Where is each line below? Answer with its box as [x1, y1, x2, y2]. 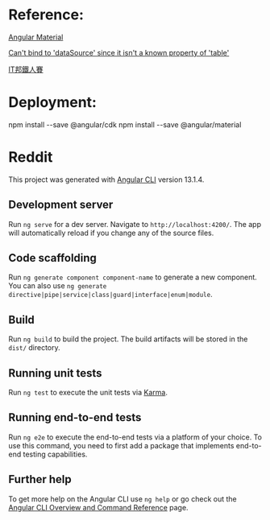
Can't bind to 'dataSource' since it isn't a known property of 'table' [8, 47, 230, 57]
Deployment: [8, 93, 97, 112]
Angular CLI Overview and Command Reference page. [8, 502, 189, 512]
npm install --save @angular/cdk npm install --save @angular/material [8, 119, 242, 130]
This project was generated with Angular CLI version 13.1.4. [8, 175, 205, 184]
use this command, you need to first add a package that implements [8, 440, 235, 450]
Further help [8, 473, 73, 486]
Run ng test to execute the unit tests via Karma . [8, 388, 168, 398]
